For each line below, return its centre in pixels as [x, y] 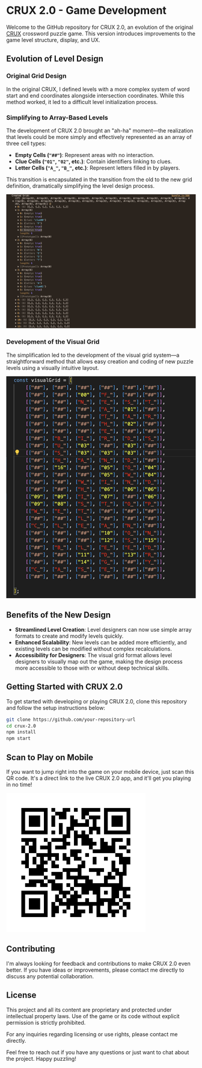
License [21, 995]
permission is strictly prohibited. [46, 1022]
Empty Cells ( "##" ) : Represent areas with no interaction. [84, 155]
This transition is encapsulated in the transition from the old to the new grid [99, 179]
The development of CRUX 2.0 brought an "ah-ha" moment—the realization [100, 131]
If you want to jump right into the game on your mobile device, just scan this [100, 771]
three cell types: [26, 143]
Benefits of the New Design [59, 615]
